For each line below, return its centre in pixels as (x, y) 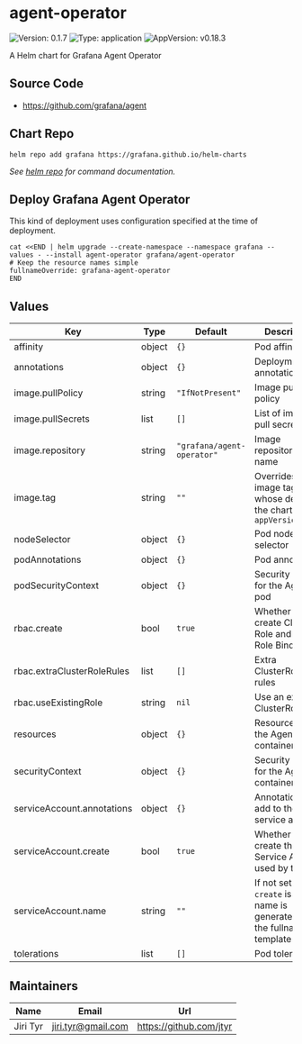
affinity (28, 347)
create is (273, 894)
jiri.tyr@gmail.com (90, 1026)
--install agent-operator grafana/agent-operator (140, 255)
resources (35, 734)
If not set (273, 883)
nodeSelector (42, 540)
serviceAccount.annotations (73, 809)
